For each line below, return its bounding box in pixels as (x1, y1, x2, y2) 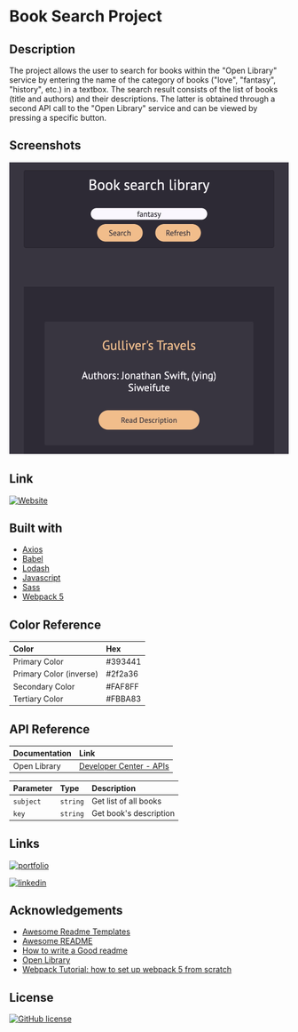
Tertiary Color (12, 693, 64, 704)
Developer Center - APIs (79, 760, 170, 771)
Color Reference (9, 617, 102, 632)
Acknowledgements (9, 903, 123, 918)
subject (12, 797, 42, 806)
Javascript (21, 572, 61, 583)
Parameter (12, 782, 53, 793)
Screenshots (9, 138, 82, 153)
